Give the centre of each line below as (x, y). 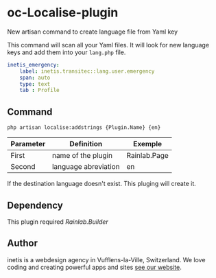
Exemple (148, 144)
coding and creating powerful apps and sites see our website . (94, 267)
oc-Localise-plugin (63, 13)
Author (22, 243)
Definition (86, 144)
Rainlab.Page (148, 156)
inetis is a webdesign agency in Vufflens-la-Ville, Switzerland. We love (106, 259)
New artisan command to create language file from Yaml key (93, 32)
